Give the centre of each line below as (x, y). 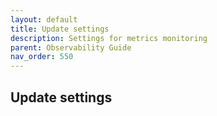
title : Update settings (60, 29)
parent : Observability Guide (71, 47)
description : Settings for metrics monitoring (109, 38)
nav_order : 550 (42, 57)
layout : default (44, 19)
